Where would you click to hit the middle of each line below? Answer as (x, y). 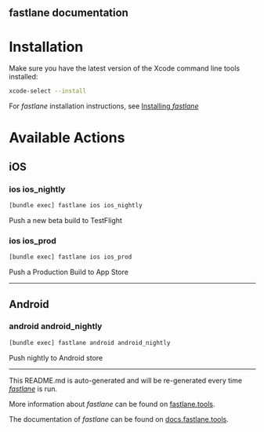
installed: (24, 77)
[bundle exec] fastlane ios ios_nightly (76, 206)
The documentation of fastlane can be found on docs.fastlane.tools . (119, 419)
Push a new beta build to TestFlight (65, 220)
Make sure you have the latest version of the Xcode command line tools (125, 68)
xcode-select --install (48, 91)
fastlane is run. (33, 389)
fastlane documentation (69, 13)
